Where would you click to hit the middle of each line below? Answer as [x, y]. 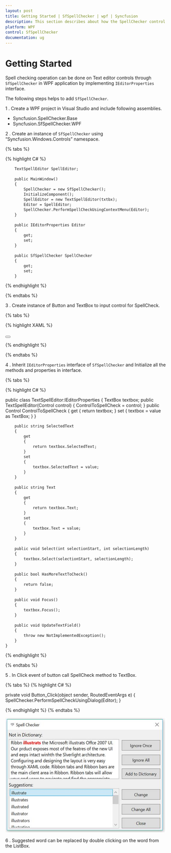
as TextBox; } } [21, 416]
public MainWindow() [36, 179]
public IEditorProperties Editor [50, 225]
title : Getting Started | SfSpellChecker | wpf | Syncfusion [72, 16]
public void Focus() [36, 600]
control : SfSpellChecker [32, 32]
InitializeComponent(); [49, 194]
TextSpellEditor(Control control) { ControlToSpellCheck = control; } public [82, 405]
